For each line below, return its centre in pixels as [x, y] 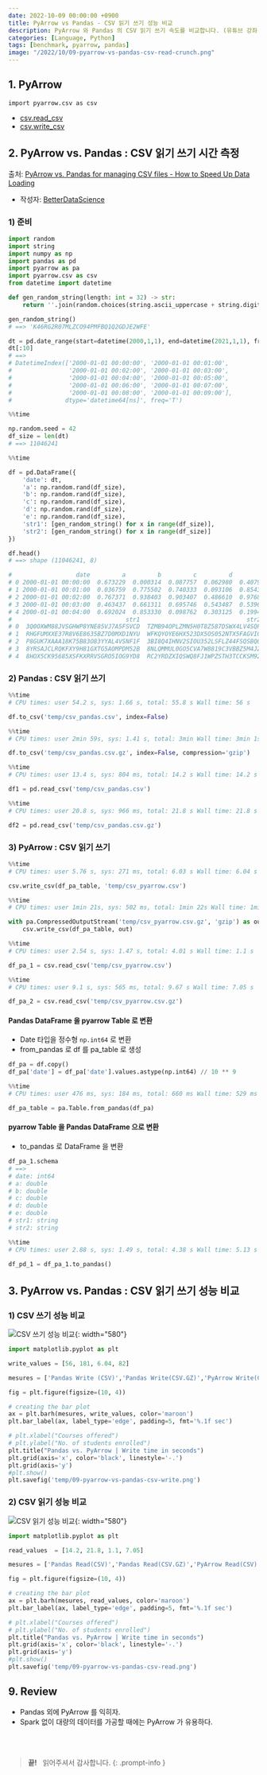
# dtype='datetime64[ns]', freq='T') [95, 400]
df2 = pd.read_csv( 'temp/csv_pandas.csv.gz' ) [85, 825]
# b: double [28, 1191]
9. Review [33, 1692]
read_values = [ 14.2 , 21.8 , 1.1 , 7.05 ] [76, 1550]
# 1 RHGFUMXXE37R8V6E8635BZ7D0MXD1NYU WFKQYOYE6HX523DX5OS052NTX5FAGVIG [135, 634]
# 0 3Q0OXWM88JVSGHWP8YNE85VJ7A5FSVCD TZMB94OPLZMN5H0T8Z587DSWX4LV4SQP [135, 627]
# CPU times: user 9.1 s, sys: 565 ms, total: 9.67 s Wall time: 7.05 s [131, 987]
